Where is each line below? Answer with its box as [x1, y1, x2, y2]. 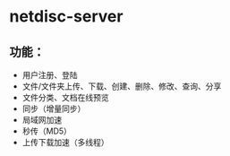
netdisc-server [9, 6, 124, 27]
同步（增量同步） [21, 103, 86, 114]
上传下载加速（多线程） [21, 137, 109, 147]
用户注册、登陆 [21, 70, 78, 80]
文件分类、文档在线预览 [21, 92, 109, 102]
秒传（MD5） [21, 126, 72, 136]
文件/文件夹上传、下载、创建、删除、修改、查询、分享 [21, 81, 222, 91]
